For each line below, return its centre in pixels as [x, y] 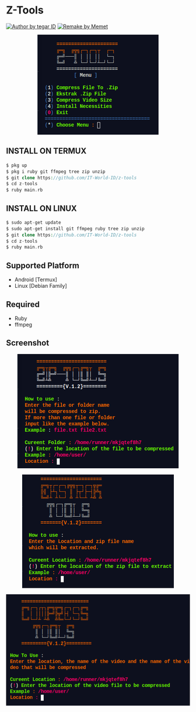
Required [23, 304]
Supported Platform [43, 265]
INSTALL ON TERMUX [46, 151]
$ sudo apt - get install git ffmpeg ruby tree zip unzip [75, 229]
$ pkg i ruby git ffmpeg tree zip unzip [56, 171]
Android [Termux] [36, 280]
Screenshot [28, 343]
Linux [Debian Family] [41, 286]
